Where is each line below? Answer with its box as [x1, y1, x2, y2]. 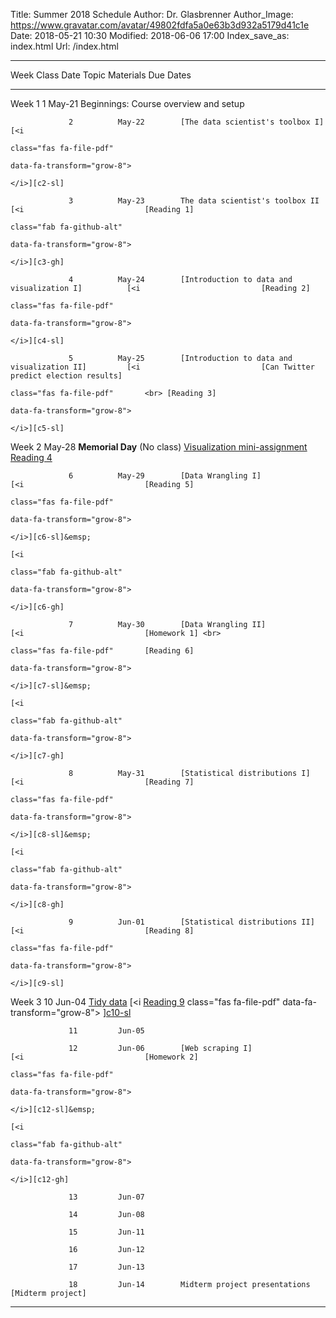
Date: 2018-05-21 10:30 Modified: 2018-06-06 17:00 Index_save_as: [10, 30, 290, 41]
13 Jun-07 [68, 1192, 145, 1202]
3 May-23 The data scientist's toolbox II [68, 196, 320, 206]
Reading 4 [10, 452, 53, 463]
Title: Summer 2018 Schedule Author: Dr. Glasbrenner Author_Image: [10, 9, 294, 20]
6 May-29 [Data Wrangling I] [68, 471, 262, 481]
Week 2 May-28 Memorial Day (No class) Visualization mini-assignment [10, 441, 308, 453]
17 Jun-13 [68, 1262, 145, 1272]
